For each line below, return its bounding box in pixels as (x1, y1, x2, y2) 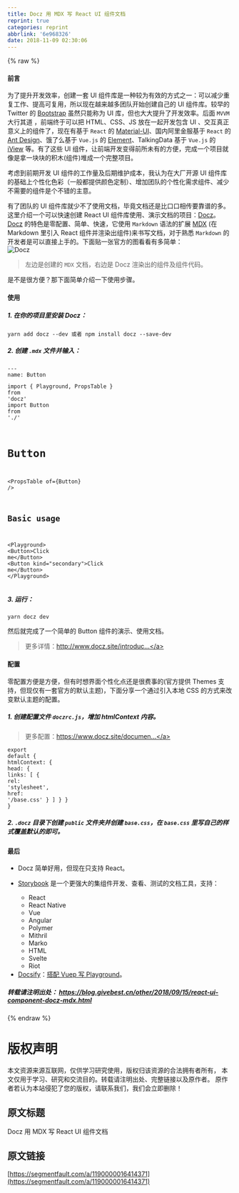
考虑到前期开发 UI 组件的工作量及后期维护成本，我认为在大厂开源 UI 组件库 (7, 169, 228, 177)
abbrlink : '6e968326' (7, 30, 72, 38)
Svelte (28, 954, 48, 963)
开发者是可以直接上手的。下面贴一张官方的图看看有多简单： (7, 237, 183, 246)
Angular (28, 916, 52, 925)
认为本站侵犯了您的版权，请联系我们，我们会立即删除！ (19, 1084, 183, 1093)
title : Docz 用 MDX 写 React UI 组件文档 (7, 10, 126, 18)
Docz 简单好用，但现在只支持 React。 (17, 864, 129, 872)
